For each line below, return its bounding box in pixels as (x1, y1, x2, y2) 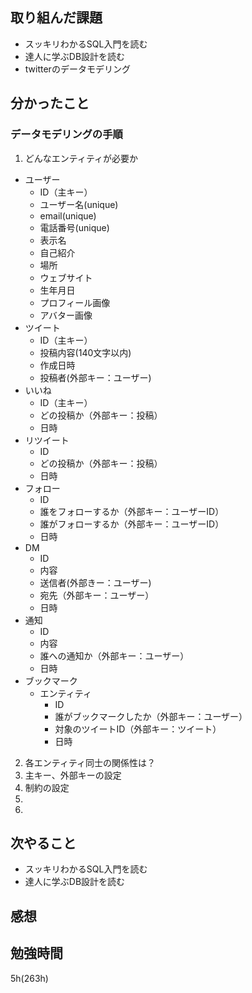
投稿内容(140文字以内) (39, 346, 132, 358)
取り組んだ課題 (10, 9, 103, 27)
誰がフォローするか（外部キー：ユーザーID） (39, 518, 225, 530)
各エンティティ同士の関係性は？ (24, 756, 157, 768)
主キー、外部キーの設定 (24, 769, 122, 781)
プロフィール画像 (39, 296, 111, 308)
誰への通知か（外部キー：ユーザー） (39, 649, 190, 662)
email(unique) (39, 209, 97, 222)
